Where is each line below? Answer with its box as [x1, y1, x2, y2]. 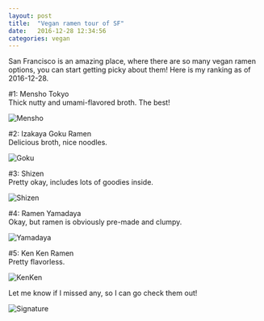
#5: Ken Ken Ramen [8, 248, 74, 258]
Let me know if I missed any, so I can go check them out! [8, 288, 198, 298]
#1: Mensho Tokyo [8, 90, 69, 99]
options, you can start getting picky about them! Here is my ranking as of [8, 65, 252, 75]
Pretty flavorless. [8, 257, 65, 267]
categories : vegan [8, 34, 70, 43]
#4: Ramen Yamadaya [8, 209, 82, 219]
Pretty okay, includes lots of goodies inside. [8, 177, 153, 187]
